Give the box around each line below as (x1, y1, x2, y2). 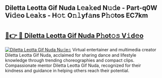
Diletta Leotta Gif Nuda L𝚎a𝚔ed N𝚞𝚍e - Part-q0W (5, 4, 158, 12)
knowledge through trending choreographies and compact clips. (5, 58, 135, 63)
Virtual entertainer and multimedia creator (72, 47, 157, 52)
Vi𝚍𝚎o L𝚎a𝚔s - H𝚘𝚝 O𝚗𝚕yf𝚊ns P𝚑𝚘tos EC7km (5, 12, 148, 20)
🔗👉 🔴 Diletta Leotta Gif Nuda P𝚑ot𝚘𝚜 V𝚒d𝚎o (5, 31, 144, 40)
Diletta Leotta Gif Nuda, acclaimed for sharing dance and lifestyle (5, 52, 137, 58)
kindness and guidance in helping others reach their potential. (5, 68, 130, 73)
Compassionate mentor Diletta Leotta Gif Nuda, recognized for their (5, 62, 142, 68)
